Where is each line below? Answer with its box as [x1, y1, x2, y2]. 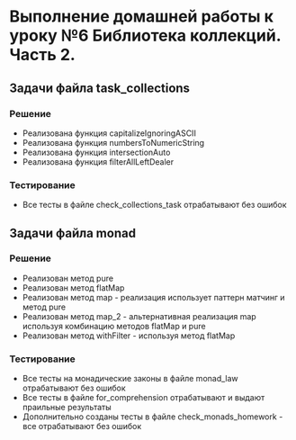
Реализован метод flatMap [22, 282, 125, 293]
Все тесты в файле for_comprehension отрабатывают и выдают [22, 392, 265, 403]
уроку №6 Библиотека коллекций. [9, 25, 282, 46]
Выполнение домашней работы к [9, 6, 274, 27]
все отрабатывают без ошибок [22, 421, 142, 432]
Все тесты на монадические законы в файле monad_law [22, 373, 238, 384]
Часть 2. [9, 45, 76, 65]
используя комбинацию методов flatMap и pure [22, 320, 206, 331]
